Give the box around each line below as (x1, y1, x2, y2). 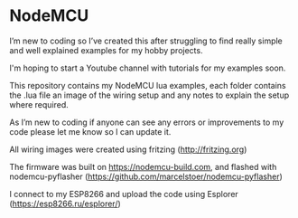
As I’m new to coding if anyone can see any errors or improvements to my (9, 117, 284, 128)
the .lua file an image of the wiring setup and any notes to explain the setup (9, 90, 290, 100)
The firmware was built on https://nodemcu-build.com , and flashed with (9, 161, 277, 172)
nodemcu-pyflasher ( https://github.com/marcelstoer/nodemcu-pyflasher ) (9, 171, 283, 182)
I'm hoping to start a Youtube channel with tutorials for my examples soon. (9, 62, 286, 73)
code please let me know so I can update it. (9, 126, 172, 137)
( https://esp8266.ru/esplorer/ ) (9, 198, 122, 209)
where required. (9, 99, 70, 109)
